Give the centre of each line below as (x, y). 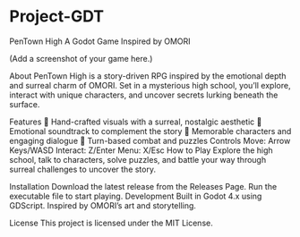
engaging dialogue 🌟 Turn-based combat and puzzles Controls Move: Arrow (150, 140)
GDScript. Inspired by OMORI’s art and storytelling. (103, 205)
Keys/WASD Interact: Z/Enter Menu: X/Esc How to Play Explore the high (141, 150)
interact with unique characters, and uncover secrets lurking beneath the (144, 95)
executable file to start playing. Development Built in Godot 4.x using (136, 196)
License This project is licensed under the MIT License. (111, 223)
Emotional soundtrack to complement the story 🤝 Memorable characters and (150, 131)
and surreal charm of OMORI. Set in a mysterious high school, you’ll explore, (150, 85)
